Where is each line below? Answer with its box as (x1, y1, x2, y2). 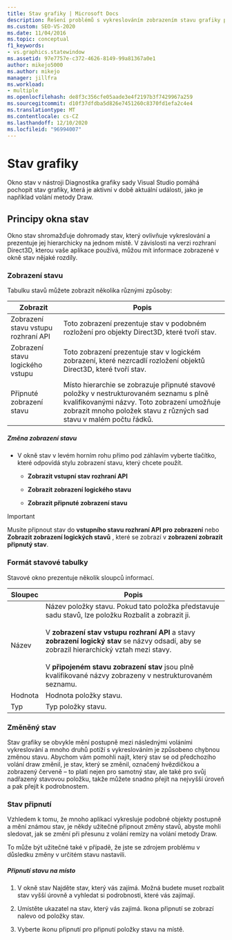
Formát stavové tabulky (7, 558, 88, 567)
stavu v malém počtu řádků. (63, 415, 154, 424)
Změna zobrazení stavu (7, 434, 77, 442)
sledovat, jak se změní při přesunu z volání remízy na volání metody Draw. (7, 830, 217, 838)
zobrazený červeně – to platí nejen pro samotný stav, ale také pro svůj (7, 767, 206, 775)
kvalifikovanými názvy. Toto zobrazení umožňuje (63, 397, 221, 407)
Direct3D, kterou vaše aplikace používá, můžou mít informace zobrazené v (7, 246, 220, 254)
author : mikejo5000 (7, 62, 64, 68)
